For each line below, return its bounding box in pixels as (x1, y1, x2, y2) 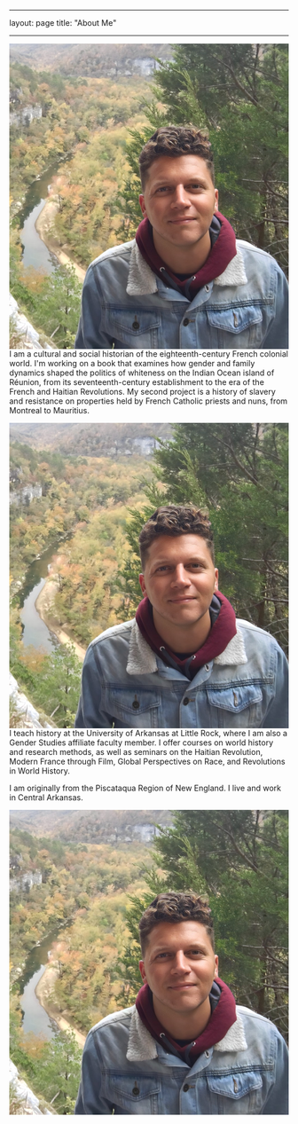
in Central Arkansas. (9, 791, 83, 803)
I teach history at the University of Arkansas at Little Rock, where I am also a (9, 727, 288, 738)
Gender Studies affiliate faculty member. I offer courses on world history (9, 737, 274, 748)
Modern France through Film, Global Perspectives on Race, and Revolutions (9, 756, 286, 766)
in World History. (9, 765, 71, 776)
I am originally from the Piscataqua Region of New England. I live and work (9, 782, 282, 793)
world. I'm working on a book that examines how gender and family (9, 358, 255, 368)
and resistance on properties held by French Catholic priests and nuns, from (9, 396, 288, 406)
